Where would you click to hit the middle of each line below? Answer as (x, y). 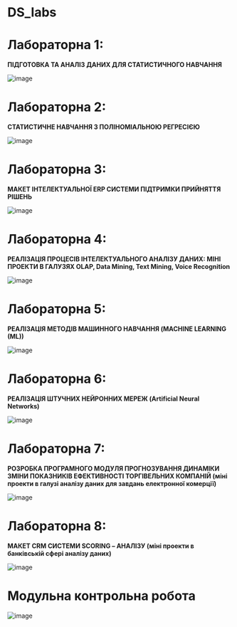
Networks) (23, 406)
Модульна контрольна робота (101, 596)
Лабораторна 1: (56, 45)
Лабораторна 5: (57, 309)
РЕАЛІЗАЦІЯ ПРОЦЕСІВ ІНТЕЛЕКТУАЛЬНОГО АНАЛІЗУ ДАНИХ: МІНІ (114, 259)
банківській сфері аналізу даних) (59, 553)
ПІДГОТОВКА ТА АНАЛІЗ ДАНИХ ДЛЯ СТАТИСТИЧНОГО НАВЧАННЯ (115, 65)
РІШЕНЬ (20, 197)
